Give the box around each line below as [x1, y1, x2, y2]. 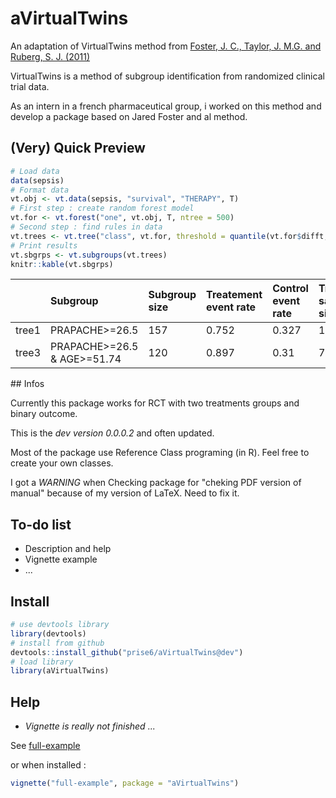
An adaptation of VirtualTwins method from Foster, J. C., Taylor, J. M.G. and [10, 40, 322, 52]
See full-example [10, 740, 81, 752]
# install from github [10, 638, 105, 648]
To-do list [10, 516, 72, 533]
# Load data [10, 166, 60, 176]
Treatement [206, 288, 263, 302]
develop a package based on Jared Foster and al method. [10, 110, 248, 122]
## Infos [10, 378, 45, 390]
